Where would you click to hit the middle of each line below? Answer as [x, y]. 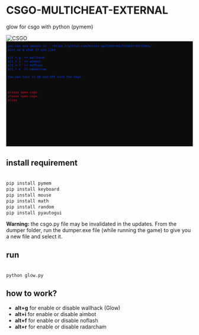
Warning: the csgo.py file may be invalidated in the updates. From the [92, 224]
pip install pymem [29, 183]
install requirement [42, 163]
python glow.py [25, 275]
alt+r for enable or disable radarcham [60, 327]
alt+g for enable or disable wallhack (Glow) [68, 308]
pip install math [28, 201]
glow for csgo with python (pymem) [50, 27]
